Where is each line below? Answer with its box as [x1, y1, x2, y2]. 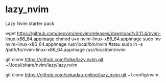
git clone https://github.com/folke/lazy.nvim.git [5, 56, 104, 62]
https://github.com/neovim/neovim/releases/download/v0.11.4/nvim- [17, 30, 161, 36]
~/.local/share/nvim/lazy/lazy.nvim [5, 62, 78, 68]
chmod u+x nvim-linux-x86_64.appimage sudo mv [55, 36, 161, 42]
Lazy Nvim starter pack [5, 20, 55, 26]
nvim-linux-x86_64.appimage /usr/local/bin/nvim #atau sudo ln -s [5, 41, 143, 47]
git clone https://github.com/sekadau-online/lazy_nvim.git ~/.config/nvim [5, 71, 159, 77]
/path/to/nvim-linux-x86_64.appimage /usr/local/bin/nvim [5, 46, 126, 52]
